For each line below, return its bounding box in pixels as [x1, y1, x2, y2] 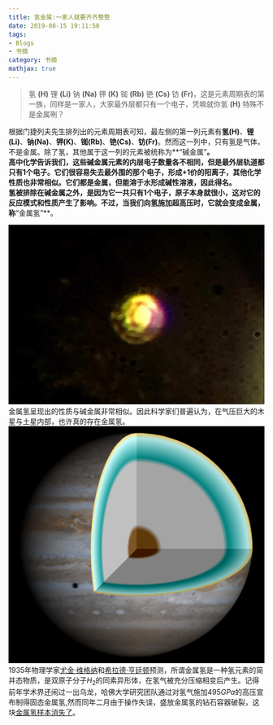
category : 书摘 [8, 56, 58, 64]
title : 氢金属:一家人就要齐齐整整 [8, 13, 110, 21]
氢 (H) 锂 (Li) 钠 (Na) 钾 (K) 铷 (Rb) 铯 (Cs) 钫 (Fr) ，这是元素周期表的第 [28, 89, 265, 98]
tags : [8, 30, 27, 38]
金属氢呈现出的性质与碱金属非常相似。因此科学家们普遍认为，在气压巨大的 [8, 406, 258, 416]
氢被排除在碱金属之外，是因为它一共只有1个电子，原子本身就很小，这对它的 [8, 187, 262, 197]
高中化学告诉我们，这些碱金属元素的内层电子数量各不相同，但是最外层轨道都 [8, 157, 265, 167]
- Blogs [8, 39, 35, 47]
